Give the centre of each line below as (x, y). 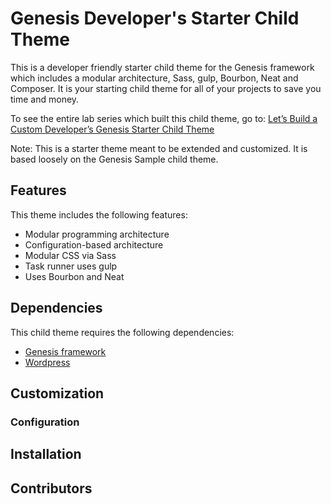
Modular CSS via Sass (70, 255)
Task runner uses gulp (71, 266)
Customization (57, 393)
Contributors (51, 488)
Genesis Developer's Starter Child (155, 18)
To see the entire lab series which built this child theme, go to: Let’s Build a (164, 118)
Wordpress (47, 362)
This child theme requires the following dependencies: (122, 332)
